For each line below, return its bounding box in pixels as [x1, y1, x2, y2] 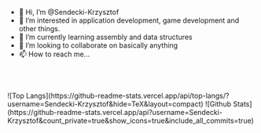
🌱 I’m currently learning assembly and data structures [18, 32, 193, 41]
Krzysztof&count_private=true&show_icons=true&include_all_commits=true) [7, 116, 255, 125]
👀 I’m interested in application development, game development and [18, 16, 240, 25]
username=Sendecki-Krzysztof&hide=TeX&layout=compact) [7, 99, 204, 109]
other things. [18, 24, 61, 33]
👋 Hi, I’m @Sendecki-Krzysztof [18, 8, 119, 16]
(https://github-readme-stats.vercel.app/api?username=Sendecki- [7, 108, 223, 117]
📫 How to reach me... [18, 49, 90, 59]
